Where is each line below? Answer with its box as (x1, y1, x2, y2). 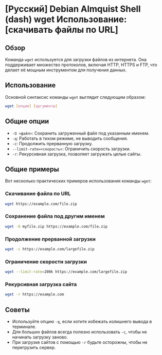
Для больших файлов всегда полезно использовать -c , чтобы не (12, 329, 147, 334)
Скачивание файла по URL (5, 190, 71, 197)
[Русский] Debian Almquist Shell (5, 3, 141, 15)
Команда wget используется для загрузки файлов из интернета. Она (5, 57, 147, 62)
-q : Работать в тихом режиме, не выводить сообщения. (12, 135, 128, 141)
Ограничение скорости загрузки (5, 258, 87, 265)
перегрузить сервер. (12, 344, 56, 350)
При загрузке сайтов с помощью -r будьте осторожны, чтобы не (12, 339, 147, 345)
